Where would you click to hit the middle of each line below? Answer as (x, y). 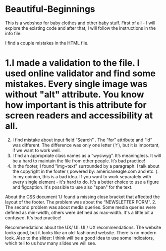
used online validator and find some (81, 74)
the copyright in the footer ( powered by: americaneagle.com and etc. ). (85, 171)
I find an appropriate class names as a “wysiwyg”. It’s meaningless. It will (86, 155)
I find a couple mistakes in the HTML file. (47, 43)
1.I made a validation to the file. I (72, 63)
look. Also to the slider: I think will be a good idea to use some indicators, (80, 238)
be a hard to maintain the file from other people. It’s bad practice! (79, 161)
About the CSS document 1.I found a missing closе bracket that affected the (83, 197)
